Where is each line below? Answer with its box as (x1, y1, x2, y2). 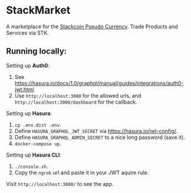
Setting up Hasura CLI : (6, 151, 62, 158)
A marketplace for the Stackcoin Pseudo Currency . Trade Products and (6, 23, 178, 30)
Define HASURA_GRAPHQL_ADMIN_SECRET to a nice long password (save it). (14, 134, 185, 141)
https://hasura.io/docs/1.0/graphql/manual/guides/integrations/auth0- (14, 79, 184, 86)
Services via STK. (6, 29, 49, 36)
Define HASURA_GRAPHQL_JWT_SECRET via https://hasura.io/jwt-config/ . (14, 127, 178, 134)
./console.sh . (14, 162, 48, 169)
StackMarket (6, 4, 71, 17)
